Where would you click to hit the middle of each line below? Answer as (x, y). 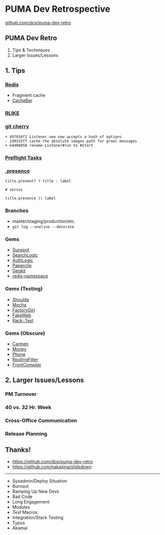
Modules (21, 507)
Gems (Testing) (24, 289)
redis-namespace (30, 276)
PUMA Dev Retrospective (58, 9)
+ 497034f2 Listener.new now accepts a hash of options (63, 137)
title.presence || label (30, 198)
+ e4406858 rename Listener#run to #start (49, 145)
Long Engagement (31, 502)
